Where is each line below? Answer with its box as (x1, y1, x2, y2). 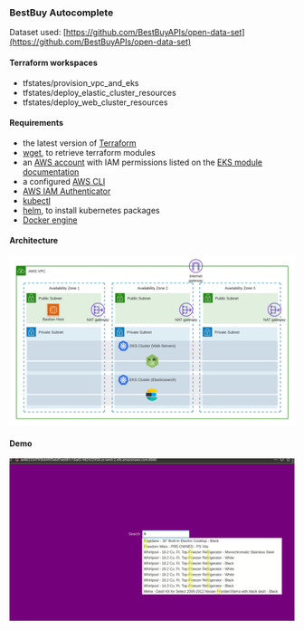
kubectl (22, 195, 52, 205)
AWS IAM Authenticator (22, 186, 111, 196)
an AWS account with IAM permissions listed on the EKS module (22, 157, 262, 167)
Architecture (9, 235, 59, 246)
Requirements (9, 118, 64, 129)
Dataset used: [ (9, 27, 67, 38)
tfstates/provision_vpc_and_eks (22, 77, 139, 88)
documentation (22, 166, 80, 177)
